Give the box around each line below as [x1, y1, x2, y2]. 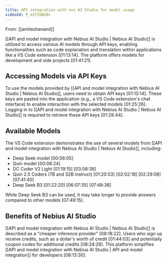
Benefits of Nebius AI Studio [5, 212, 96, 220]
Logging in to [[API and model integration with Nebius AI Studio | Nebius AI [5, 107, 161, 113]
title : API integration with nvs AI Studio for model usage [5, 7, 135, 13]
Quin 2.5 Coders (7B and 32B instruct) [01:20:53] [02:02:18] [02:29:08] [12, 171, 161, 177]
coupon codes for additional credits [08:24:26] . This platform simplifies [5, 241, 154, 247]
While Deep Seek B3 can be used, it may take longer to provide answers [5, 192, 156, 198]
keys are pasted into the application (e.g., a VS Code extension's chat [5, 96, 151, 102]
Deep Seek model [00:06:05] [12, 155, 73, 162]
